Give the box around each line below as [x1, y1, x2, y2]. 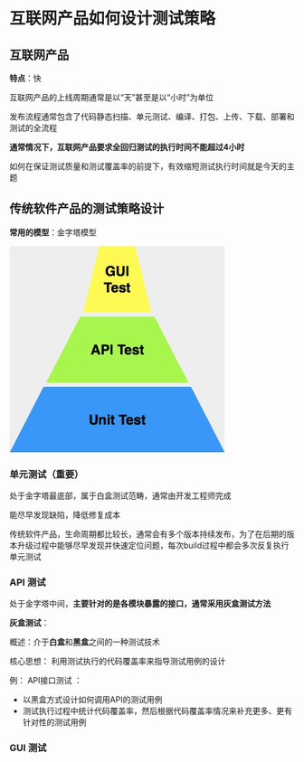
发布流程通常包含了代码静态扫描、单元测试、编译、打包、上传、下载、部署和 [9, 111, 295, 122]
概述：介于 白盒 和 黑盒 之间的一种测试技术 [9, 636, 160, 647]
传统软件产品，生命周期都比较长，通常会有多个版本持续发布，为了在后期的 [9, 529, 287, 540]
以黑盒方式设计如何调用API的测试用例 [22, 694, 163, 705]
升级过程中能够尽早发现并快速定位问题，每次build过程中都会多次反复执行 [16, 540, 290, 551]
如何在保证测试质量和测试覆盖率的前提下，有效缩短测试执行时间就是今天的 [9, 161, 287, 172]
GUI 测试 [9, 742, 47, 755]
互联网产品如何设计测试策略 [9, 8, 216, 29]
